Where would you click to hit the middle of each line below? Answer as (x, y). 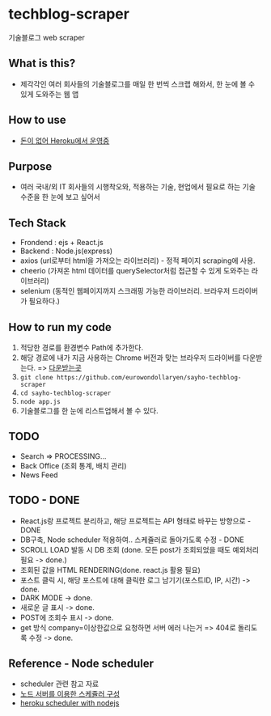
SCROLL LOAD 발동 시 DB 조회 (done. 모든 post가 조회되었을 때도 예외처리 (139, 549)
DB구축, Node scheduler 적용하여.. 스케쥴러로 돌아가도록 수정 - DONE (132, 540)
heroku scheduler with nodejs (70, 703)
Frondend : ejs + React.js (61, 243)
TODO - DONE (44, 500)
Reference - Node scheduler (81, 664)
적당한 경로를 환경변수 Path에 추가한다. (82, 347)
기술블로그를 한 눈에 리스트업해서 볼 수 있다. (89, 411)
